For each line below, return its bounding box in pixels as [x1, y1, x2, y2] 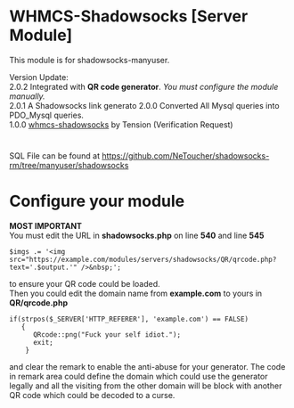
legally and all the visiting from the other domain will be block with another [9, 380, 282, 391]
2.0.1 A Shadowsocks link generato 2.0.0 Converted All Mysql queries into [9, 100, 280, 110]
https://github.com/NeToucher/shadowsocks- [102, 151, 270, 161]
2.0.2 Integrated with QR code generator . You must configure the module [9, 81, 279, 92]
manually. [9, 91, 46, 102]
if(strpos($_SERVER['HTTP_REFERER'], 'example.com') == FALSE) [9, 314, 249, 324]
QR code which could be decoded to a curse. [9, 390, 176, 401]
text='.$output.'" [9, 263, 78, 273]
